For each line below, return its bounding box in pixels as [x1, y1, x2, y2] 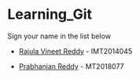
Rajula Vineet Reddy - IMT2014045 [18, 46, 133, 56]
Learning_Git [7, 5, 92, 23]
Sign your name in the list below [7, 31, 112, 41]
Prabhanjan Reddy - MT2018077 [18, 61, 124, 71]
